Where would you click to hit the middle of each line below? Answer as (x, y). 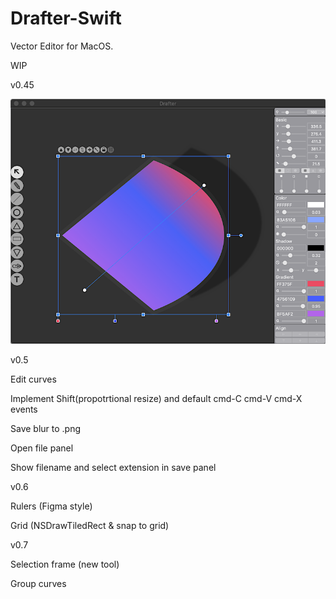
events (24, 409)
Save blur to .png (46, 429)
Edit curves (33, 379)
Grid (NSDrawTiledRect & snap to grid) (90, 526)
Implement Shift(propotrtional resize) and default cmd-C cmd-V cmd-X (156, 399)
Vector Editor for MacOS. (62, 46)
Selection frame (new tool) (65, 564)
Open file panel (42, 448)
